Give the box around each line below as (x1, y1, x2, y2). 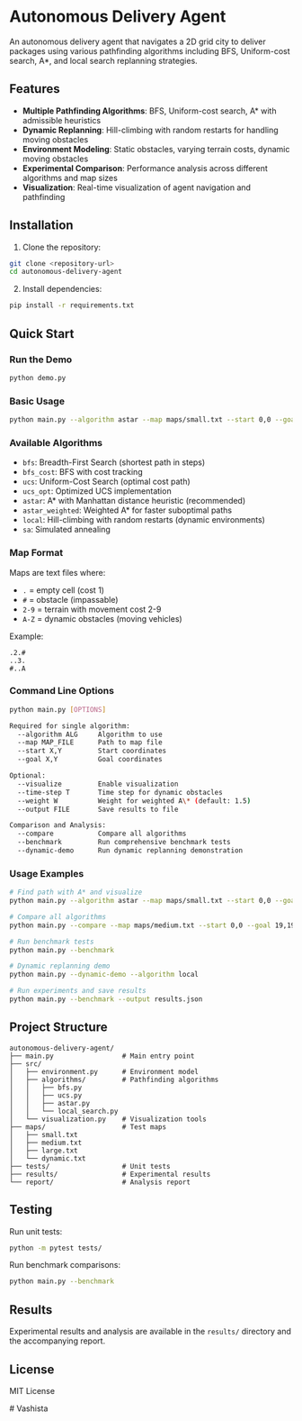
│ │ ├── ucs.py (9, 1090, 83, 1100)
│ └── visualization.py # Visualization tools (9, 1115, 207, 1124)
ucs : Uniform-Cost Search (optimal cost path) (22, 476, 191, 487)
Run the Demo (9, 353, 73, 366)
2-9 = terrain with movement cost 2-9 (22, 604, 162, 615)
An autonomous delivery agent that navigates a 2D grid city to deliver (9, 36, 267, 47)
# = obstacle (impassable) (22, 594, 119, 605)
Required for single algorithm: (9, 721, 130, 731)
